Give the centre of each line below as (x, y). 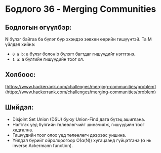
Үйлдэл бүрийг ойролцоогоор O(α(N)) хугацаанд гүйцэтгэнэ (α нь (82, 140)
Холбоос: (20, 75)
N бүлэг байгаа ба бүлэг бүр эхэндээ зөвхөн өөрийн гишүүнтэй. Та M (79, 39)
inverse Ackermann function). (42, 145)
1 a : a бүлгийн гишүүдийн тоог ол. (48, 59)
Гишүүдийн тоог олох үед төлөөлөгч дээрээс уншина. (69, 135)
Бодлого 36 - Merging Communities (81, 9)
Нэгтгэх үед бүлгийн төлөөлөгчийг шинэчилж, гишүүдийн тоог (78, 124)
